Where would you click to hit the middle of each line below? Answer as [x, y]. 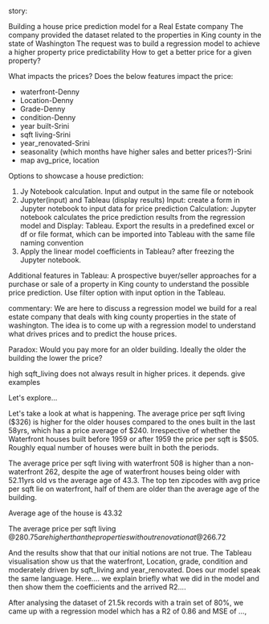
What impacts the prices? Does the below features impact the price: [121, 76]
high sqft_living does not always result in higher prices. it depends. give [127, 374]
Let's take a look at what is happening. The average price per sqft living [127, 413]
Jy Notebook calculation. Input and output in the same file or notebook [137, 191]
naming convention [52, 243]
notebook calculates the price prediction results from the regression [132, 217]
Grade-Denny [43, 109]
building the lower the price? [55, 358]
